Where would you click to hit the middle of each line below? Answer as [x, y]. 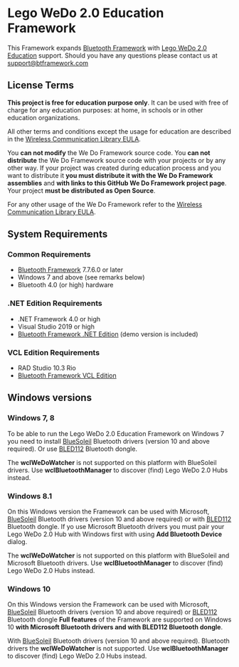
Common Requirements [49, 255]
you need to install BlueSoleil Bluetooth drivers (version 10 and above [108, 441]
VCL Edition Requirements [54, 352]
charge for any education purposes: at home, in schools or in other [105, 110]
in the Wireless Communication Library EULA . [74, 139]
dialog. [17, 542]
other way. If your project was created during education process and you [115, 168]
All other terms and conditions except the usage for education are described [119, 131]
